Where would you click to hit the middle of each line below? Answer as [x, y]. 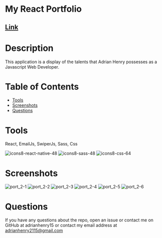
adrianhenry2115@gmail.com [34, 231]
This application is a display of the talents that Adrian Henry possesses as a [81, 62]
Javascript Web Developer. [32, 67]
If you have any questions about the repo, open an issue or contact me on [79, 220]
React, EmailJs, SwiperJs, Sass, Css [41, 144]
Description [29, 48]
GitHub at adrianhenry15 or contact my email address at [61, 225]
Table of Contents [42, 86]
